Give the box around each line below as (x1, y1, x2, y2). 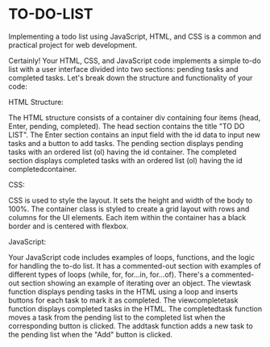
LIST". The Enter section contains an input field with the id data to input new (8, 130, 260, 140)
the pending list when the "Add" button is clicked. (8, 329, 173, 339)
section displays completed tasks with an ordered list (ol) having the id (8, 155, 243, 165)
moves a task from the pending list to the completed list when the (8, 312, 226, 322)
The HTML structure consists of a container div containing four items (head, (8, 112, 261, 122)
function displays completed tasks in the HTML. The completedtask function (8, 303, 263, 313)
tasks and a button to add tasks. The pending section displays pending (8, 138, 243, 148)
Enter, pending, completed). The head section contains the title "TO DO (8, 121, 245, 131)
